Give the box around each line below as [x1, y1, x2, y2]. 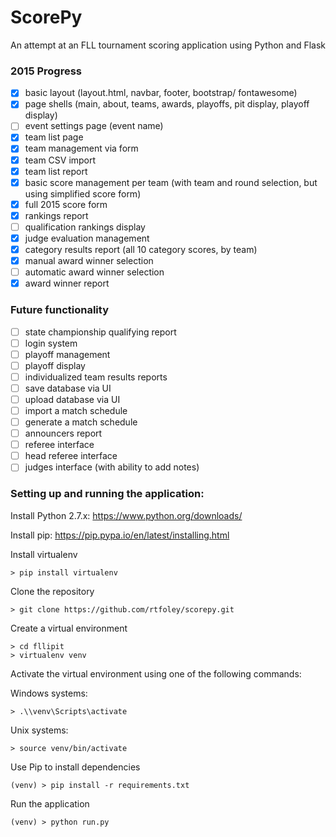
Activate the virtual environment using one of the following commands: [10, 667, 302, 680]
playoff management [24, 348, 111, 360]
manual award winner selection [24, 255, 154, 267]
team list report [24, 165, 88, 177]
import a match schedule [24, 404, 128, 416]
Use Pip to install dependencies [10, 761, 141, 773]
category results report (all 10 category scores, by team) [24, 243, 258, 255]
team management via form [24, 142, 139, 155]
